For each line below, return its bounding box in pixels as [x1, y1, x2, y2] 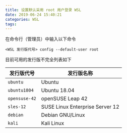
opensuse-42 [8, 96, 37, 102]
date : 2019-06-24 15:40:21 [5, 12, 62, 17]
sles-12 [8, 104, 26, 110]
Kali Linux [41, 120, 65, 127]
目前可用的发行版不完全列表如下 [5, 57, 72, 63]
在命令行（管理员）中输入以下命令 [5, 36, 76, 42]
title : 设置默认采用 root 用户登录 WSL [5, 7, 82, 13]
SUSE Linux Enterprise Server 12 [41, 103, 119, 110]
